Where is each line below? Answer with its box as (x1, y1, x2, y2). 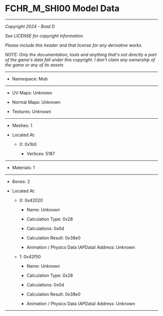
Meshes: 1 (12, 122, 33, 128)
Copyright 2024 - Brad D (5, 23, 55, 29)
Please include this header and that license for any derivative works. (5, 42, 143, 48)
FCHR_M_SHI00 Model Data (5, 3, 120, 14)
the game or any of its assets (5, 62, 64, 68)
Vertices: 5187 (26, 151, 55, 157)
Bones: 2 (12, 178, 30, 184)
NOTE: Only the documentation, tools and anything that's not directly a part (5, 51, 157, 57)
